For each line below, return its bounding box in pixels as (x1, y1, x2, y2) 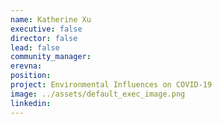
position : (10, 71, 52, 81)
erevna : (10, 61, 43, 71)
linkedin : (10, 98, 52, 108)
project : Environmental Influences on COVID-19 (10, 80, 213, 90)
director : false (10, 33, 78, 43)
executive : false (10, 24, 83, 34)
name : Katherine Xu (10, 14, 92, 25)
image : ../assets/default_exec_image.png (10, 89, 186, 99)
